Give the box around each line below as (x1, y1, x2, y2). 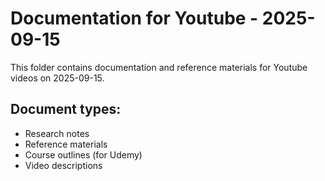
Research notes (24, 127, 90, 139)
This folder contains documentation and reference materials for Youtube (10, 61, 308, 73)
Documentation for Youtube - (10, 7, 259, 30)
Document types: (10, 101, 122, 118)
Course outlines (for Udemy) (24, 148, 143, 161)
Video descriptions (24, 159, 103, 171)
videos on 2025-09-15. (10, 72, 105, 84)
